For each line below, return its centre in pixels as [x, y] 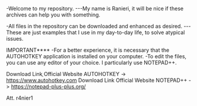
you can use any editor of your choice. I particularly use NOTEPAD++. [91, 62]
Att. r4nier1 [20, 98]
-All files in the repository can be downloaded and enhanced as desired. [94, 26]
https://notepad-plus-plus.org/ [48, 87]
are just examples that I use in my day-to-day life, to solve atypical [104, 32]
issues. [15, 39]
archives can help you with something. [53, 15]
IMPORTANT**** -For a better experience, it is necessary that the [88, 50]
